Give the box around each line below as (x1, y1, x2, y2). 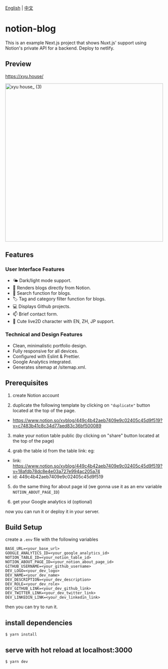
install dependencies (5, 618, 73, 627)
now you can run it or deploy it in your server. (5, 508, 100, 515)
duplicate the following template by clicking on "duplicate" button (12, 402, 150, 408)
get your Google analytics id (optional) (12, 498, 92, 504)
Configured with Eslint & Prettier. (12, 353, 81, 359)
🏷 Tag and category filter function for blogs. (12, 296, 106, 302)
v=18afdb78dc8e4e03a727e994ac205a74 (12, 468, 100, 474)
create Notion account (12, 392, 60, 398)
